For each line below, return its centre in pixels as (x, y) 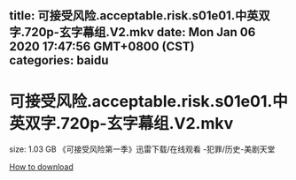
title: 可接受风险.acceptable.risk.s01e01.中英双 (140, 16)
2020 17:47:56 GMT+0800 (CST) (102, 47)
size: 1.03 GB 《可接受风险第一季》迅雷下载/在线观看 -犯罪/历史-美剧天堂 (142, 149)
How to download (41, 167)
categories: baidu (59, 60)
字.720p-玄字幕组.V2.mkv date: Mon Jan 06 (132, 32)
